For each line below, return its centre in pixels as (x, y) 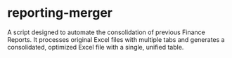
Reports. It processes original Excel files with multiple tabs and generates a (116, 39)
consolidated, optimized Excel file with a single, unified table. (96, 47)
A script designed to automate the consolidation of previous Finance (107, 32)
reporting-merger (60, 13)
